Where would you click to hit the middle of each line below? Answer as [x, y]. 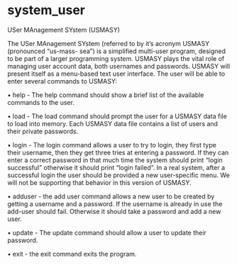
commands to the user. [41, 102]
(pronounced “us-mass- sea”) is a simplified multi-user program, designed [116, 51]
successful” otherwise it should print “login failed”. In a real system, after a [116, 167]
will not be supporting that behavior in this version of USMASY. [99, 182]
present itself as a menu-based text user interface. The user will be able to [116, 74]
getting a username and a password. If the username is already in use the [115, 203]
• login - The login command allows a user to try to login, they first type [112, 145]
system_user [46, 10]
